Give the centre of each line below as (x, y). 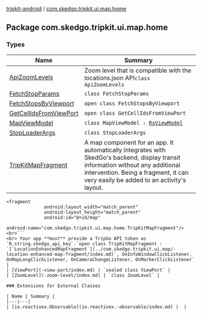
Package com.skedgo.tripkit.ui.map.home (87, 27)
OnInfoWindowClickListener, (157, 254)
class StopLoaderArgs (115, 132)
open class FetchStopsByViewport (132, 103)
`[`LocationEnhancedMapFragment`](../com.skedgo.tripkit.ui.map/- (91, 249)
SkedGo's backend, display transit (132, 157)
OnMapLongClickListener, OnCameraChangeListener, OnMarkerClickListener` (101, 260)
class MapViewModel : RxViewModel (133, 123)
